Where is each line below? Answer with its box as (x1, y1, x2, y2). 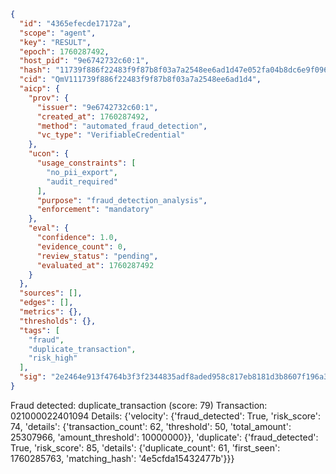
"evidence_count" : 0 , (36, 241, 128, 252)
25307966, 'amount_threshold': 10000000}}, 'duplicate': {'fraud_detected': (10, 431, 319, 443)
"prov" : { (28, 93, 70, 103)
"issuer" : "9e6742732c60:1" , (36, 102, 159, 112)
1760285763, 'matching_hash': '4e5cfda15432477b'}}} (10, 452, 235, 464)
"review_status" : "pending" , (36, 251, 159, 261)
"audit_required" (46, 176, 118, 187)
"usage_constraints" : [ (36, 158, 137, 168)
